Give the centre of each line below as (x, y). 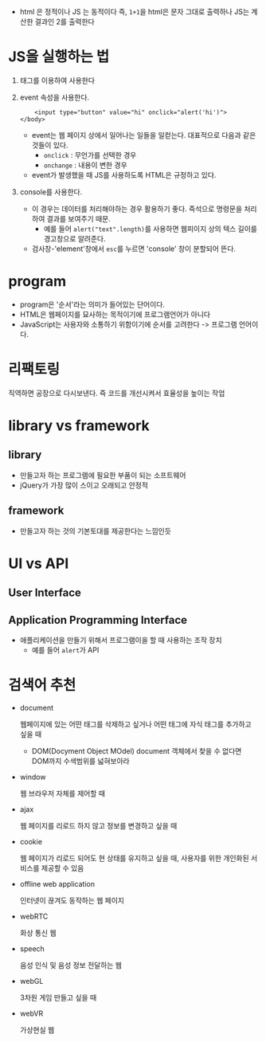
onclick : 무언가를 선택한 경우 (90, 155)
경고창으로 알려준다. (74, 238)
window (33, 777)
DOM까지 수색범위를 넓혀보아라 (80, 761)
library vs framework (79, 425)
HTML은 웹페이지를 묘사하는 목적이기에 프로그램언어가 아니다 (115, 314)
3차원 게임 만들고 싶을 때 (58, 997)
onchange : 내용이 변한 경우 (85, 165)
